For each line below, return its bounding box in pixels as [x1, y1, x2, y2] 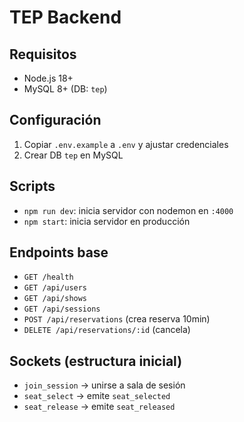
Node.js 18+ [23, 72, 74, 84]
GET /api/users [23, 283, 88, 293]
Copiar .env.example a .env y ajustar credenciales [23, 138, 229, 150]
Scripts [9, 178, 56, 195]
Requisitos [9, 46, 77, 63]
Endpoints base [9, 244, 109, 261]
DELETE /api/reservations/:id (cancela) [23, 324, 191, 336]
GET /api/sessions [23, 304, 101, 315]
